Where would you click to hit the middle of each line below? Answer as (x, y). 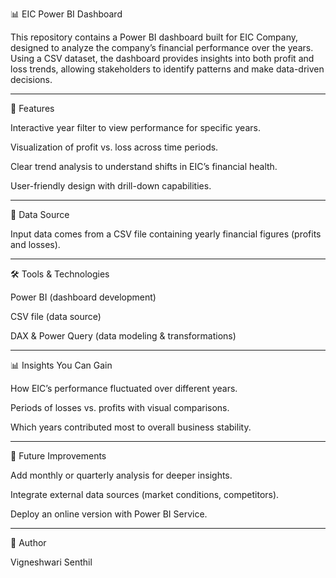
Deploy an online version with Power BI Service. (109, 514)
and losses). (35, 244)
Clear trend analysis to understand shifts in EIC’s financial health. (144, 166)
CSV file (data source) (56, 316)
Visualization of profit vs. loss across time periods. (114, 147)
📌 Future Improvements (58, 456)
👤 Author (28, 542)
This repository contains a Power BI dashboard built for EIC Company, (154, 37)
